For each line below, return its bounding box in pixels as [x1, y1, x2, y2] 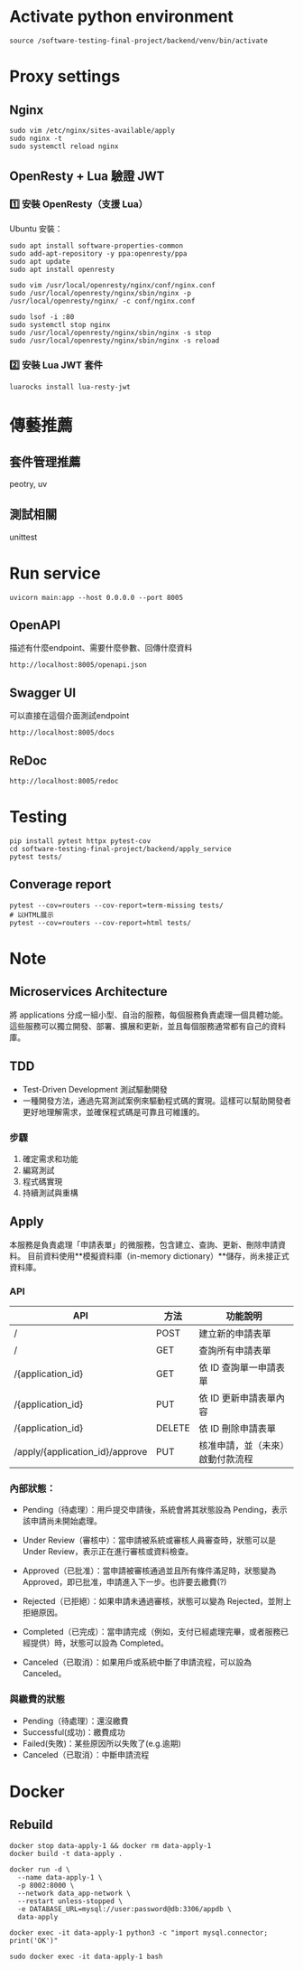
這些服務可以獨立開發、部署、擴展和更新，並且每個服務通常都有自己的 [9, 1020, 271, 1031]
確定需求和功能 [22, 1153, 78, 1164]
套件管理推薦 [9, 454, 81, 469]
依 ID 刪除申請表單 [198, 1422, 277, 1435]
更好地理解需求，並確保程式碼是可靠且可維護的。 [22, 1106, 205, 1117]
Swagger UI [9, 685, 77, 700]
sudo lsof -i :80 [9, 312, 75, 322]
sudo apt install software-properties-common [9, 241, 183, 250]
